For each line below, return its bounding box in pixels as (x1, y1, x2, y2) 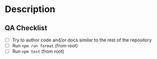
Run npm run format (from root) (12, 43, 78, 49)
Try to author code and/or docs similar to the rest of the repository (12, 37, 152, 43)
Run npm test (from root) (12, 48, 64, 54)
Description (5, 4, 56, 15)
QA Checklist (5, 24, 47, 32)
